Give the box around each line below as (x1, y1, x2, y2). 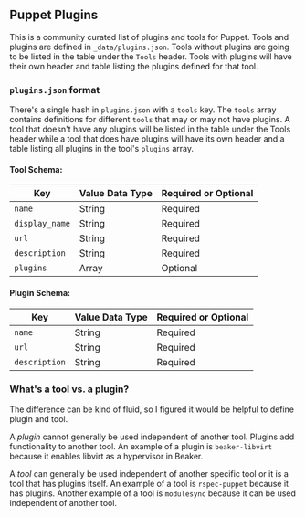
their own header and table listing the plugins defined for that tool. (9, 60, 258, 71)
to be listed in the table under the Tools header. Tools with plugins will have (9, 50, 292, 62)
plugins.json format (9, 83, 100, 96)
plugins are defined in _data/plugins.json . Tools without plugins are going (9, 41, 289, 52)
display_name (14, 218, 71, 229)
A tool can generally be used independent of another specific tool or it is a (9, 468, 289, 479)
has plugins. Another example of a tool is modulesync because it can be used (9, 488, 297, 499)
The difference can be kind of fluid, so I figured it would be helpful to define (9, 404, 295, 415)
